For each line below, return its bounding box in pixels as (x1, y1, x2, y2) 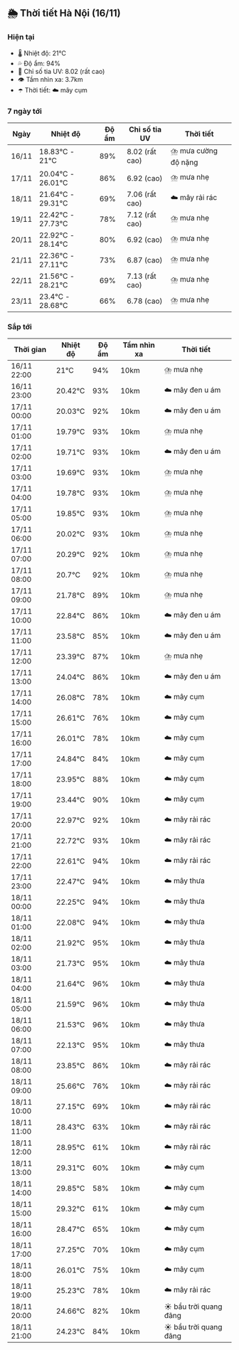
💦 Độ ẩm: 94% (17, 59, 61, 68)
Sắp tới (7, 321, 32, 331)
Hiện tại (7, 32, 35, 42)
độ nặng (170, 157, 198, 167)
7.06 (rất (127, 189, 156, 199)
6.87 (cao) (127, 255, 163, 265)
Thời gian (14, 345, 47, 355)
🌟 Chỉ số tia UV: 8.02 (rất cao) (17, 67, 105, 75)
